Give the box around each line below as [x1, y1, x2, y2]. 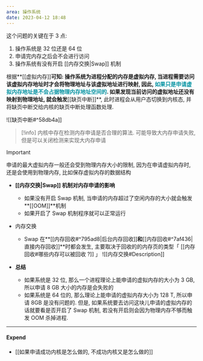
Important [6, 148, 31, 156]
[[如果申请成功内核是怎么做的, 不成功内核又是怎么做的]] [14, 348, 153, 355]
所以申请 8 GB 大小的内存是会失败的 [24, 283, 114, 291]
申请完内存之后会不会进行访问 [14, 52, 89, 59]
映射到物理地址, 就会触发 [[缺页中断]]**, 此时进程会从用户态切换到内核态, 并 [6, 95, 192, 103]
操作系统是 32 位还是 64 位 [14, 45, 83, 52]
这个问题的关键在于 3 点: [6, 31, 68, 39]
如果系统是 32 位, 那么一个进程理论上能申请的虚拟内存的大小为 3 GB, [24, 276, 195, 283]
